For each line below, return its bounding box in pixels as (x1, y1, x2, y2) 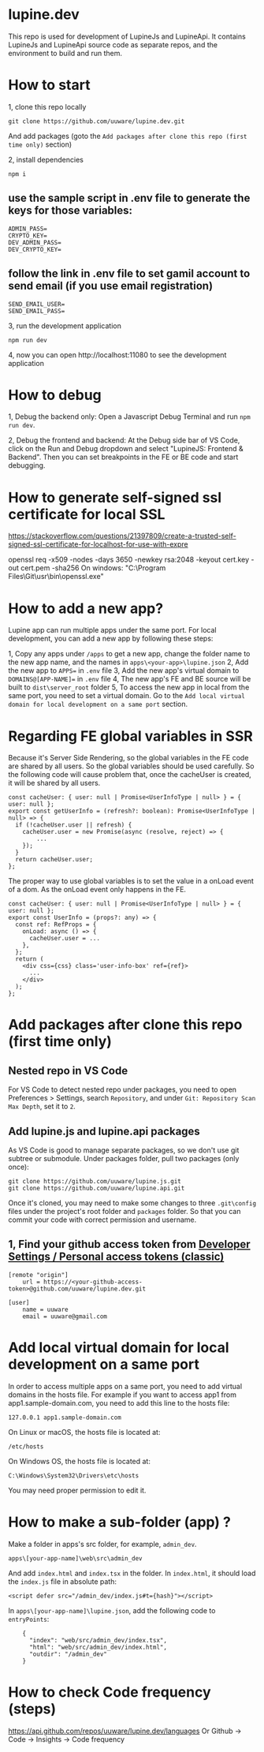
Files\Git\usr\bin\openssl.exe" (8, 572, 104, 581)
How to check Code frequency (8, 1683, 211, 1701)
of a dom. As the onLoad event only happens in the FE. (8, 885, 187, 895)
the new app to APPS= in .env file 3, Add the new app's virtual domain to (8, 666, 240, 675)
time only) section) (8, 140, 73, 149)
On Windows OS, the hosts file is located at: (8, 1456, 151, 1466)
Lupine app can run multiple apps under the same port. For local (8, 626, 217, 635)
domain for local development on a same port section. (8, 700, 188, 709)
